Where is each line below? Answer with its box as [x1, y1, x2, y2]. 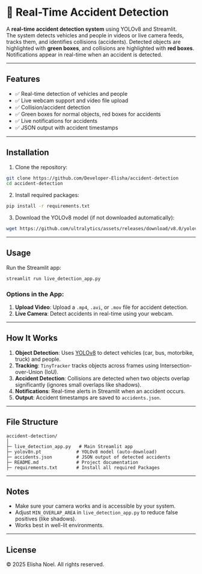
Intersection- [160, 361, 192, 369]
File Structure [6, 417, 58, 427]
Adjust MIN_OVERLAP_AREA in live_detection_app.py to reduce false [14, 509, 179, 516]
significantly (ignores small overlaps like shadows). [14, 381, 142, 388]
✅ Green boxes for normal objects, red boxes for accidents [14, 110, 161, 117]
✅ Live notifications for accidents [14, 117, 98, 124]
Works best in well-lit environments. [14, 522, 104, 529]
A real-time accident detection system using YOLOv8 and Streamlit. [6, 25, 177, 33]
